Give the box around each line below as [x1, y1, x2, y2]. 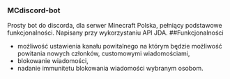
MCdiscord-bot [7, 6, 61, 15]
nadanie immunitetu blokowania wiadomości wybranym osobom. [17, 64, 204, 73]
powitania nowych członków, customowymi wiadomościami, [17, 49, 190, 58]
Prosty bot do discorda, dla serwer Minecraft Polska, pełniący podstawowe [7, 21, 222, 30]
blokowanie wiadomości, [17, 57, 89, 65]
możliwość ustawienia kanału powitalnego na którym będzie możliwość [17, 42, 223, 51]
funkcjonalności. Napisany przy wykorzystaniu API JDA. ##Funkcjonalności [7, 28, 224, 37]
